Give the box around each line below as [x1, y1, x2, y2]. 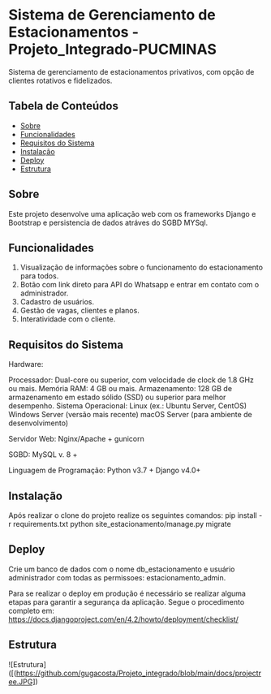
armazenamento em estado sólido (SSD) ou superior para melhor [8, 392, 226, 403]
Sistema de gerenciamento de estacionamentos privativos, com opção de [8, 67, 255, 76]
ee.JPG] [8, 676, 36, 687]
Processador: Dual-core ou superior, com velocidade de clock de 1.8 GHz [8, 375, 254, 385]
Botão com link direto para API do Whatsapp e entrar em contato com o [19, 280, 260, 290]
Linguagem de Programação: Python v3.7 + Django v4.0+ [8, 465, 201, 476]
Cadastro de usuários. [19, 297, 95, 307]
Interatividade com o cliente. [19, 314, 116, 324]
